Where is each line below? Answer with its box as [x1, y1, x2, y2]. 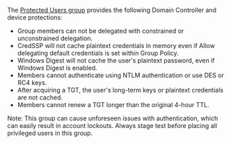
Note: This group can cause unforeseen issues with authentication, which [7, 114, 218, 122]
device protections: [7, 13, 63, 22]
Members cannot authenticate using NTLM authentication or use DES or [17, 71, 224, 79]
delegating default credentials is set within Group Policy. [17, 49, 179, 57]
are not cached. [17, 93, 63, 102]
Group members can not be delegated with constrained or [17, 27, 184, 35]
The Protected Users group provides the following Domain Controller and [7, 6, 217, 14]
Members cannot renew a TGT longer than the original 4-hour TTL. [17, 101, 210, 109]
